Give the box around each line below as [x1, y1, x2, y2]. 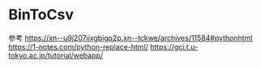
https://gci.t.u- [149, 42, 199, 51]
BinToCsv [8, 6, 75, 24]
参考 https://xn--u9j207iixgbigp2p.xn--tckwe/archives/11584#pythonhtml [8, 33, 253, 42]
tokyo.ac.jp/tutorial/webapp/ [8, 50, 104, 60]
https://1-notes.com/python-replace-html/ [8, 42, 148, 51]
